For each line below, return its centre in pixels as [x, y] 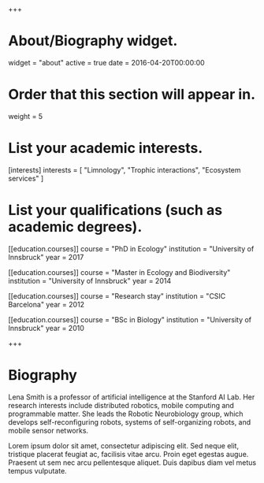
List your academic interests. [106, 149]
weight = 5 [26, 116]
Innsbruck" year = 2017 [46, 257]
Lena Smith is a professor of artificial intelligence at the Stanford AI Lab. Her [132, 397]
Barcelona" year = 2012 [46, 304]
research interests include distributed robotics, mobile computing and [121, 405]
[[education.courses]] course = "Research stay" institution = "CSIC [117, 295]
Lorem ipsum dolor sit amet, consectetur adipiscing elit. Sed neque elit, [123, 445]
